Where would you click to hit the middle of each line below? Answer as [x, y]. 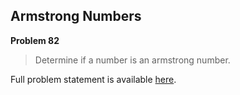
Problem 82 [35, 40]
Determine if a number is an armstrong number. [132, 60]
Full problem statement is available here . [93, 79]
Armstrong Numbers [76, 16]
